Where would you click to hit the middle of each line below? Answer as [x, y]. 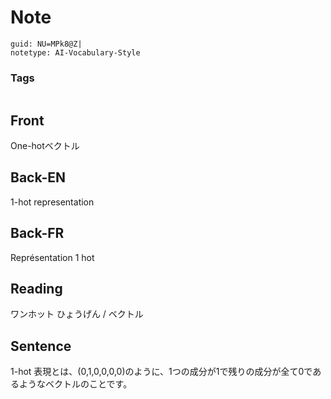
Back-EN [38, 177]
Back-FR [37, 233]
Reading [36, 289]
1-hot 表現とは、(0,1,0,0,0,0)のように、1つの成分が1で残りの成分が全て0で [161, 372]
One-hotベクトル [45, 146]
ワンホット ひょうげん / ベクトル [77, 314]
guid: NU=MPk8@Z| [46, 44]
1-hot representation [52, 202]
